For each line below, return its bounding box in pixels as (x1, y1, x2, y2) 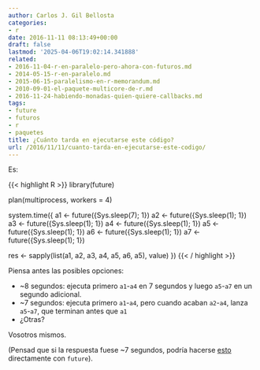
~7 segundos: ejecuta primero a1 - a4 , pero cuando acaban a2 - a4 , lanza (19, 298, 248, 308)
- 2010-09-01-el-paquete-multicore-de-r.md (8, 84, 154, 93)
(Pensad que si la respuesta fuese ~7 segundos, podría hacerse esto (8, 346, 232, 355)
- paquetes (8, 128, 44, 136)
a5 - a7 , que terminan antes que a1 (19, 306, 128, 316)
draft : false (8, 41, 51, 49)
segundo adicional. (19, 290, 82, 299)
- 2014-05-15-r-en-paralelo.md (8, 70, 111, 78)
